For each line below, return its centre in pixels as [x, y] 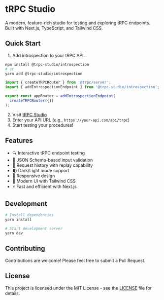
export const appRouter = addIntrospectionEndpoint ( [60, 96]
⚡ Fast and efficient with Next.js [45, 187]
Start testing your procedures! [43, 125]
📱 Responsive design [33, 176]
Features [19, 141]
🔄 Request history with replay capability [52, 165]
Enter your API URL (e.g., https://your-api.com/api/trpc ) [71, 120]
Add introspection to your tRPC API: [49, 55]
